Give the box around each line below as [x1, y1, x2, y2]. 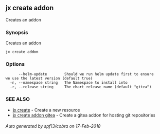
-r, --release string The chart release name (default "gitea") [10, 85, 152, 90]
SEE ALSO [5, 96, 30, 103]
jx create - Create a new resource [12, 107, 80, 113]
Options [5, 61, 25, 68]
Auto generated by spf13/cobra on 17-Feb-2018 [5, 123, 101, 129]
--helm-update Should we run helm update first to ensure [18, 72, 154, 77]
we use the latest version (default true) [5, 76, 93, 81]
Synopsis [5, 29, 28, 36]
